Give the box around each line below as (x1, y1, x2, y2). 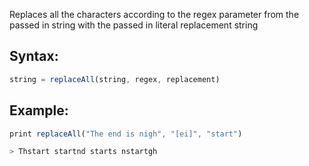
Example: (9, 102, 69, 119)
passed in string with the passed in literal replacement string (9, 19, 259, 31)
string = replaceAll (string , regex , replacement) (9, 74, 221, 84)
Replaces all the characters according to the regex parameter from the (9, 9, 300, 20)
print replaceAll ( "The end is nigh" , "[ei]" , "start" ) (9, 129, 243, 139)
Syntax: (9, 48, 59, 65)
